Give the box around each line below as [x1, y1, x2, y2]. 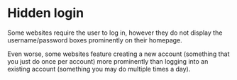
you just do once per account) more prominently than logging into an [7, 57, 209, 65]
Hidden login [7, 5, 84, 21]
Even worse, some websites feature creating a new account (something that [7, 50, 230, 58]
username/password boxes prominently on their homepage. [7, 35, 182, 44]
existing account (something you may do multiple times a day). [7, 64, 191, 73]
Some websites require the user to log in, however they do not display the [7, 28, 223, 37]
